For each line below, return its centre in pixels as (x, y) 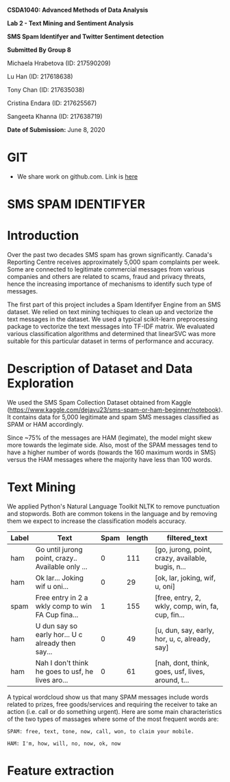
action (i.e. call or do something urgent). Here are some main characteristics (115, 711)
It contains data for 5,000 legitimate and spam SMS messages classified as (113, 417)
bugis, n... (170, 566)
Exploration (40, 383)
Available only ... (61, 566)
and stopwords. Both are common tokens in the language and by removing (112, 513)
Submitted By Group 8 (39, 50)
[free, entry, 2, (178, 597)
